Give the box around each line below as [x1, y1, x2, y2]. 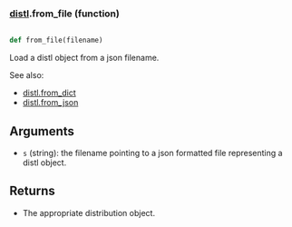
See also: [9, 70, 44, 81]
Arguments [9, 123, 75, 139]
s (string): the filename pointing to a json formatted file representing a [22, 147, 283, 158]
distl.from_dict [22, 87, 76, 98]
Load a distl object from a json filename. [9, 53, 160, 64]
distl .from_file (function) [9, 7, 120, 20]
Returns [9, 183, 56, 199]
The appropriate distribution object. [22, 207, 156, 218]
